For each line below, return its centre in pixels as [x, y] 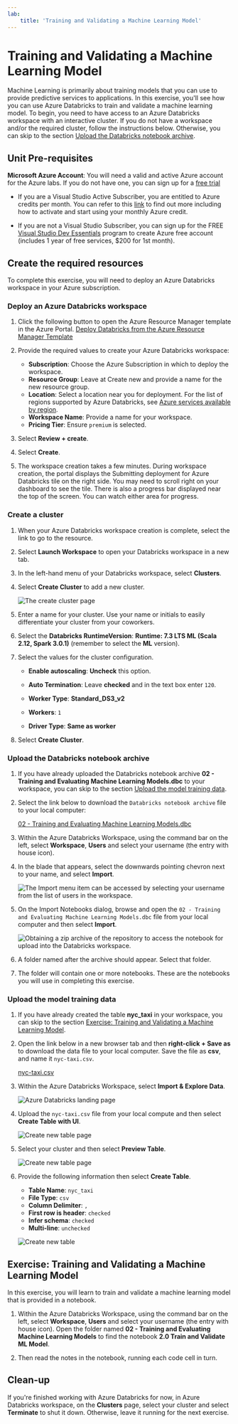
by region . [43, 410]
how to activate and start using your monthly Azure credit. [103, 212]
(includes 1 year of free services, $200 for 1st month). [96, 241]
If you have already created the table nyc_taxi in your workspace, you [120, 1015]
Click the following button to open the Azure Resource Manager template [124, 322]
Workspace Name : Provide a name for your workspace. [110, 418]
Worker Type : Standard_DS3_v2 [76, 698]
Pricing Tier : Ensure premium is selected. [87, 425]
